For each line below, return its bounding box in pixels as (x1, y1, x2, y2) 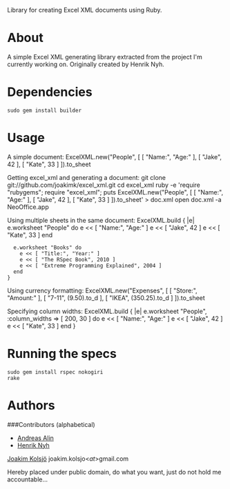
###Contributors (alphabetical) (7, 420, 95, 428)
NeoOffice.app (7, 203, 50, 211)
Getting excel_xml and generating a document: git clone (7, 173, 166, 181)
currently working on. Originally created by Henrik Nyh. (7, 60, 164, 68)
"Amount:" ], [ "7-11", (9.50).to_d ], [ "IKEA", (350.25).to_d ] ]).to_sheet (7, 293, 205, 302)
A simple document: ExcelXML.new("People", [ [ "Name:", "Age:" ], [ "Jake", (7, 152, 222, 161)
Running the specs (7, 346, 117, 361)
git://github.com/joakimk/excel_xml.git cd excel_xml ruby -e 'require (7, 181, 200, 189)
